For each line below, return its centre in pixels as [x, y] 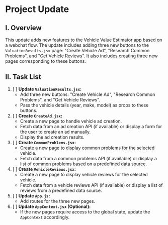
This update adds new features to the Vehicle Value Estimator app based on [84, 40]
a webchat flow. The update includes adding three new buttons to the [77, 45]
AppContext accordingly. [45, 217]
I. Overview [23, 28]
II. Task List [23, 77]
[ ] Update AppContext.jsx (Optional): [52, 206]
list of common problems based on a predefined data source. [83, 164]
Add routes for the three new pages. [58, 201]
